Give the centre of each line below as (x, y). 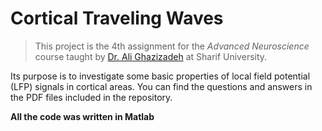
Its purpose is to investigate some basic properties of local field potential (160, 76)
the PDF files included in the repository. (91, 97)
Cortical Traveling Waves (117, 18)
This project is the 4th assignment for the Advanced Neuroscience (172, 46)
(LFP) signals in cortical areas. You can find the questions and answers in (161, 86)
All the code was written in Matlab (82, 116)
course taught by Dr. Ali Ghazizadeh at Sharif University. (151, 56)
